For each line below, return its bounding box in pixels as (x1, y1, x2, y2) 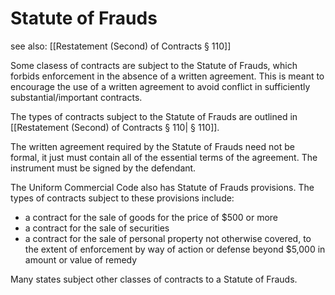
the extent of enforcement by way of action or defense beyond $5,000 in (24, 243, 326, 255)
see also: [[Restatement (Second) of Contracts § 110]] (10, 40, 232, 52)
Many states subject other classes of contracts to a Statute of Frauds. (10, 273, 298, 285)
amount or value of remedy (24, 253, 138, 266)
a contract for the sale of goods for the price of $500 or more (24, 211, 279, 223)
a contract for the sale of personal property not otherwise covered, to (24, 232, 312, 244)
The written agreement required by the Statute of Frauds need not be (10, 140, 295, 152)
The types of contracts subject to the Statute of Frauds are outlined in (10, 110, 298, 122)
